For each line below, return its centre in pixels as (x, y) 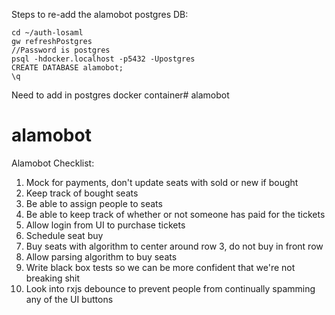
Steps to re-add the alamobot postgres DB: (100, 14)
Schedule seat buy (64, 235)
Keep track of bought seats (82, 193)
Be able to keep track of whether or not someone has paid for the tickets (175, 214)
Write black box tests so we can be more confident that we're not (160, 267)
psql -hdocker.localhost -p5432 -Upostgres (103, 59)
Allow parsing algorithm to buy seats (101, 256)
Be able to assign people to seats (94, 203)
